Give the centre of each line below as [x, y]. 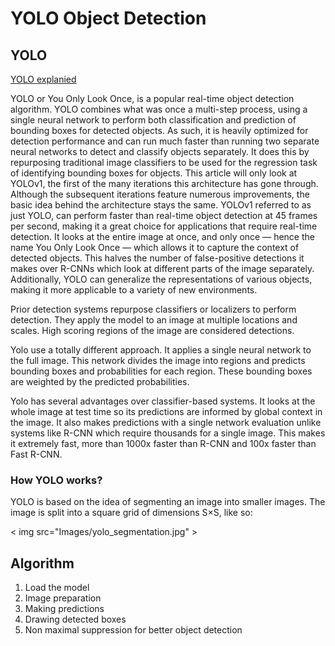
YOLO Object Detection [108, 18]
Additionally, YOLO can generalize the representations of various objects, [161, 279]
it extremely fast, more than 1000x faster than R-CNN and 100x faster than [163, 443]
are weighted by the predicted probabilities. [100, 381]
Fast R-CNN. [36, 454]
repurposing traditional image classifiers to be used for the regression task [164, 162]
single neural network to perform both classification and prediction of [153, 120]
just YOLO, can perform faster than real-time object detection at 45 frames [164, 215]
